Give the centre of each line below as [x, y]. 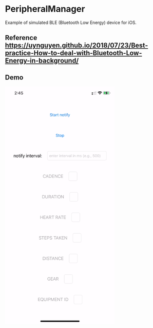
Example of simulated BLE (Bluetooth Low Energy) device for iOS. [71, 22]
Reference [21, 38]
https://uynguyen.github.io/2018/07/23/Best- [77, 46]
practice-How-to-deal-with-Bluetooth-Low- [74, 53]
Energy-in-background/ [42, 61]
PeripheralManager [45, 9]
